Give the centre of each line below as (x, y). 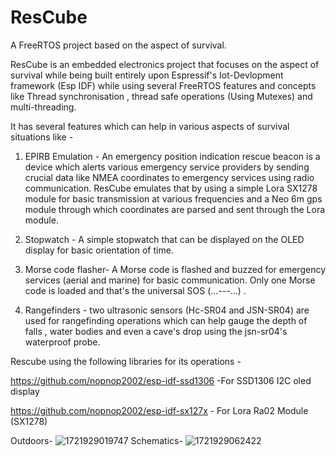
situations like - (42, 137)
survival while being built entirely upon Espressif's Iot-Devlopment (147, 75)
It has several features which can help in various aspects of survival (150, 126)
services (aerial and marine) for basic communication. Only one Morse (170, 280)
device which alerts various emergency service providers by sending (167, 167)
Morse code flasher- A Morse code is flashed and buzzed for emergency (175, 269)
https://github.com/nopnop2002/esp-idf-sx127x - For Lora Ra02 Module (159, 410)
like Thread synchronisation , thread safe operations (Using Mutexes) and (161, 96)
